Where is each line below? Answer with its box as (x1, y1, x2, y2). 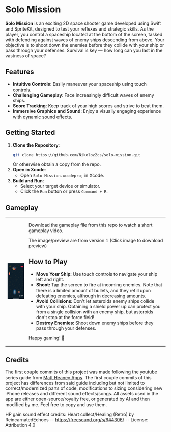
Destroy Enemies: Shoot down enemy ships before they (36, 320, 154, 326)
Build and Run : (12, 178, 44, 184)
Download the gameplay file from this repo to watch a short (28, 222, 153, 228)
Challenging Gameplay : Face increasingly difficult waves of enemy (12, 92, 154, 98)
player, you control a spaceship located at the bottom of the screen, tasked (5, 31, 163, 37)
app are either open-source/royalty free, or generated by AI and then (5, 396, 150, 402)
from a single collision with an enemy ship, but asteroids (36, 309, 154, 315)
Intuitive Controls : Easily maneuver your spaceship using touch (12, 81, 147, 87)
